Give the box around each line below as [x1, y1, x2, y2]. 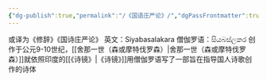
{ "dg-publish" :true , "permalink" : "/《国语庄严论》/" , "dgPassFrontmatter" [8, 11, 246, 20]
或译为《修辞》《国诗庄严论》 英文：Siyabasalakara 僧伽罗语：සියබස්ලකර [8, 34, 247, 44]
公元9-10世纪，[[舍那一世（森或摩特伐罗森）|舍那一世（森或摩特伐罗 [21, 44, 246, 54]
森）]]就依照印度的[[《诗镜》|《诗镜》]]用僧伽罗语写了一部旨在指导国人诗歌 [8, 54, 246, 64]
